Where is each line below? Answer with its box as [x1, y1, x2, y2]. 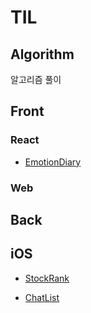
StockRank [24, 272, 70, 284]
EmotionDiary [24, 156, 82, 168]
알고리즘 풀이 [10, 74, 62, 85]
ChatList [24, 291, 60, 303]
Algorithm [10, 46, 75, 63]
